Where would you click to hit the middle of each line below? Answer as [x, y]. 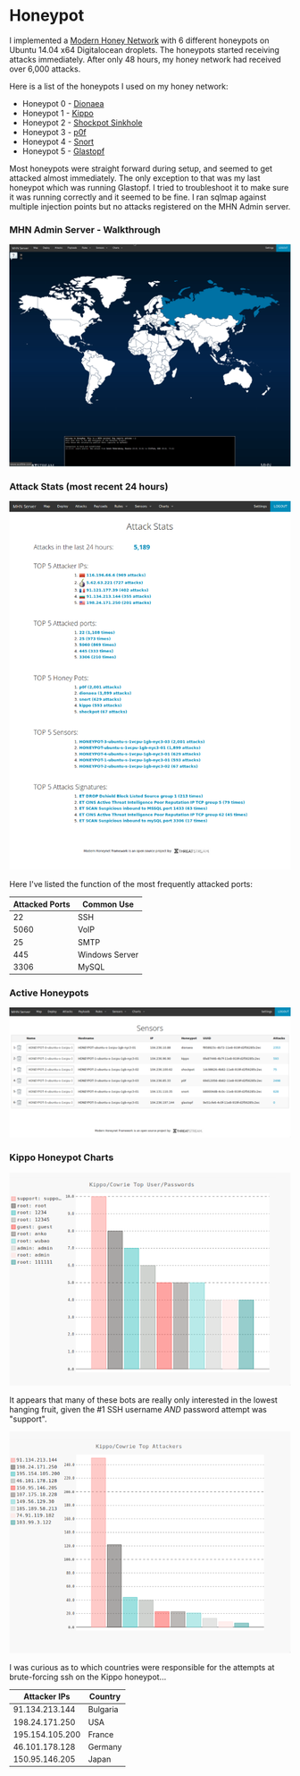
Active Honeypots [49, 993]
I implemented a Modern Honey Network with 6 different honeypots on [139, 40]
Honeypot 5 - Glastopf [63, 151]
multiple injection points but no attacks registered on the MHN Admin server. [150, 206]
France [101, 1734]
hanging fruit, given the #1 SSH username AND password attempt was [138, 1409]
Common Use [108, 904]
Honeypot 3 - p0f [54, 132]
